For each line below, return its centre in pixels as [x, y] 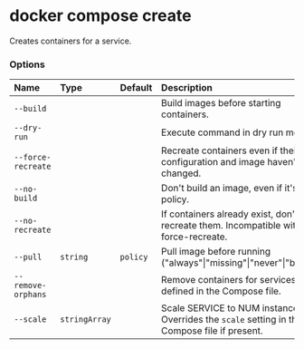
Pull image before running [216, 252]
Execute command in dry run [223, 132]
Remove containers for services [229, 280]
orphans [30, 295]
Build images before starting [221, 103]
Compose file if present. [213, 331]
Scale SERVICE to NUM [211, 308]
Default [136, 88]
